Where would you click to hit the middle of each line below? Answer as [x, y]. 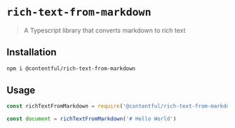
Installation [32, 52]
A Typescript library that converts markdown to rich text [105, 30]
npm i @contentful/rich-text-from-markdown [71, 69]
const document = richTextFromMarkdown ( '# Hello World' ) [92, 119]
